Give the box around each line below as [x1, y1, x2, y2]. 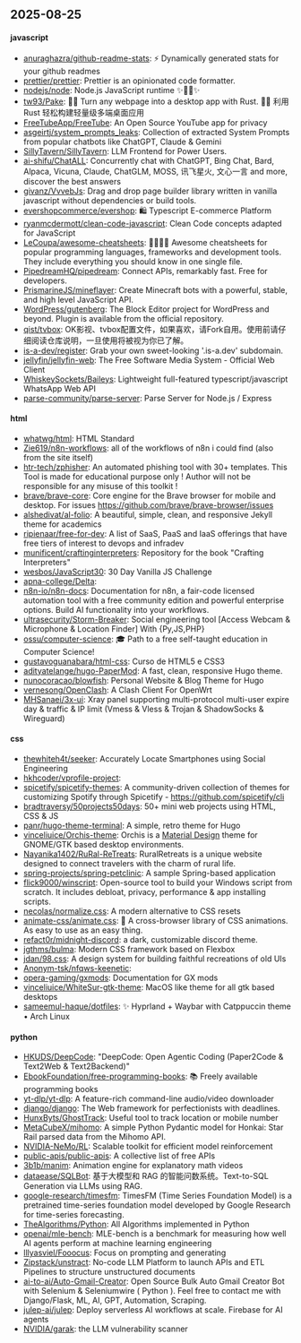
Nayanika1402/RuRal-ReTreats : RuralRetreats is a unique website [22, 848, 262, 859]
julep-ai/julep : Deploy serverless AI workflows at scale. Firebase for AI [22, 1304, 283, 1315]
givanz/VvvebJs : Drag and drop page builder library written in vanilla [22, 185, 278, 196]
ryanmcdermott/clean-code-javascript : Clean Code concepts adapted [22, 218, 282, 228]
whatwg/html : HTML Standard [22, 433, 135, 443]
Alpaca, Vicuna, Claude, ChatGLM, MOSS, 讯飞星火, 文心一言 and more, [22, 166, 288, 176]
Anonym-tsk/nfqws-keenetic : [22, 963, 133, 973]
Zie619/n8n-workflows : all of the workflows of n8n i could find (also [22, 443, 274, 453]
